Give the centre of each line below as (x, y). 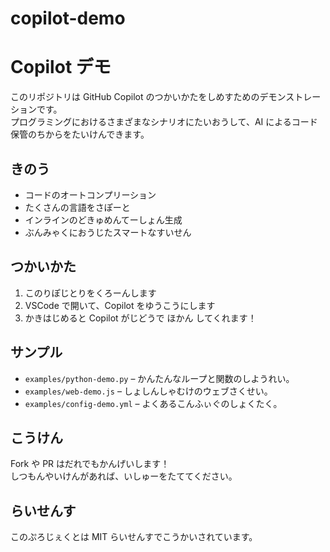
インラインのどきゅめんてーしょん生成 (103, 219)
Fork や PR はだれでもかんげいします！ (90, 464)
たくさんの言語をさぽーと (77, 207)
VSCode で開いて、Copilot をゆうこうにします (120, 305)
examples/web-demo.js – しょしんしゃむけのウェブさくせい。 (148, 391)
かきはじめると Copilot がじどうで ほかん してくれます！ (140, 318)
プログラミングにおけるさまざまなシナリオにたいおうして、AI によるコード (164, 122)
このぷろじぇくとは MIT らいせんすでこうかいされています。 (134, 537)
